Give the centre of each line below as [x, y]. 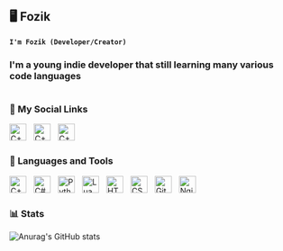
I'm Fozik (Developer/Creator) [68, 42]
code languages [45, 76]
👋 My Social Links [49, 109]
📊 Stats [27, 214]
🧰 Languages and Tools [61, 161]
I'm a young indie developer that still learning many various [141, 65]
